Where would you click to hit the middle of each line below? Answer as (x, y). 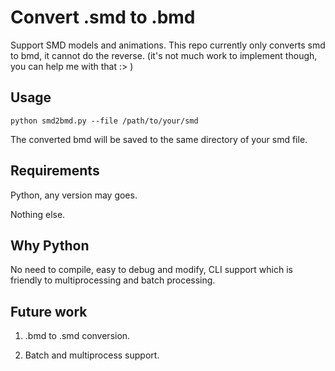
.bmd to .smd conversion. (77, 336)
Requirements (55, 171)
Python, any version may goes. (74, 195)
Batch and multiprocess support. (92, 355)
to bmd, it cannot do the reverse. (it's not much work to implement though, (164, 55)
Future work (49, 311)
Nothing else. (38, 214)
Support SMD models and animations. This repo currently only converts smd (168, 45)
